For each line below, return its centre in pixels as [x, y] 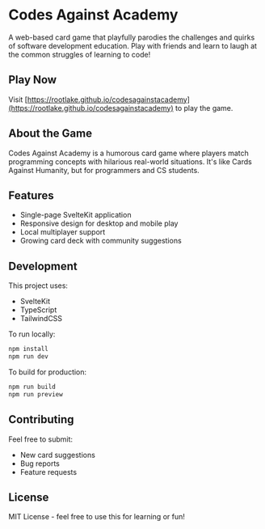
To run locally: [32, 334]
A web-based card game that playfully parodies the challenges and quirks [132, 37]
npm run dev [28, 357]
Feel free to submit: [41, 439]
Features [31, 195]
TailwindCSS [41, 319]
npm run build [32, 387]
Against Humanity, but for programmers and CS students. [104, 170]
